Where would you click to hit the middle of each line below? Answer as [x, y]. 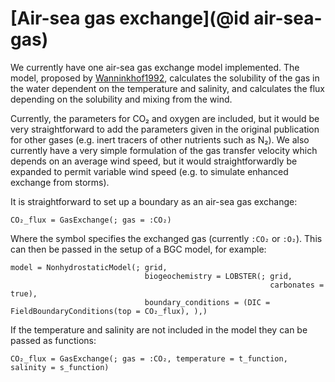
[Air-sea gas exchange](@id [130, 18]
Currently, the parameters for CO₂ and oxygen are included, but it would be [165, 118]
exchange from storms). [60, 182]
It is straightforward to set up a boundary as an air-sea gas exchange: [154, 201]
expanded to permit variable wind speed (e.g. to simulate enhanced [149, 171]
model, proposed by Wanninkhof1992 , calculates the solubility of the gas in [165, 78]
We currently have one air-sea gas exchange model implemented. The [155, 67]
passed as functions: [53, 340]
